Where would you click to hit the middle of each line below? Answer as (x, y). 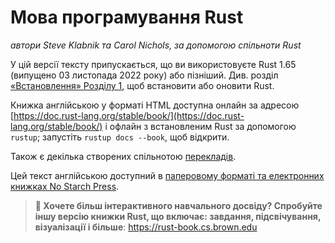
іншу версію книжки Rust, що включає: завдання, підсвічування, (178, 216)
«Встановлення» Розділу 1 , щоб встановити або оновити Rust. (142, 85)
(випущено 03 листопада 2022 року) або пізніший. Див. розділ (144, 75)
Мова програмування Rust (127, 17)
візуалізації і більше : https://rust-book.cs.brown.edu (146, 227)
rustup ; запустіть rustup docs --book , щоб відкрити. (120, 137)
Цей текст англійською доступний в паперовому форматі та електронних (167, 175)
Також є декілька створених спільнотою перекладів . (123, 156)
